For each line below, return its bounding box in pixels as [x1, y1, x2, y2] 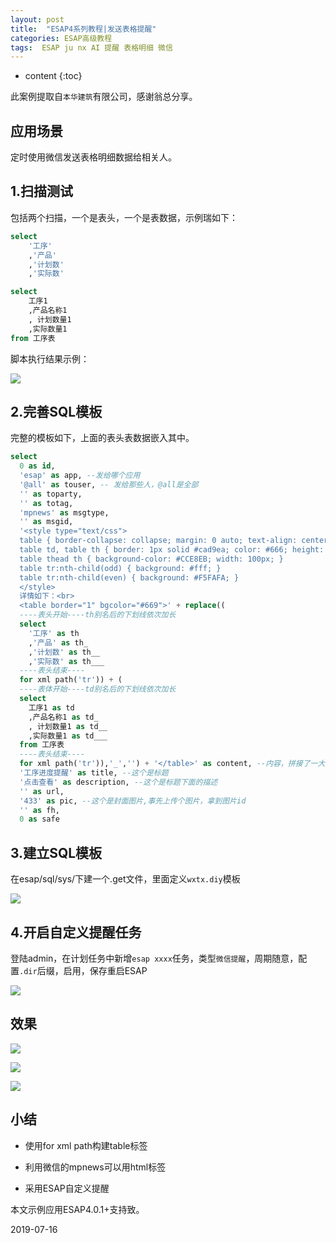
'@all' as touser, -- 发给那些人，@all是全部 [19, 479, 199, 490]
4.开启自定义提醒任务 [10, 924, 142, 941]
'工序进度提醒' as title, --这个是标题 [19, 768, 169, 778]
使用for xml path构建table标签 [24, 1139, 148, 1151]
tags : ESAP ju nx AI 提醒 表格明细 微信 [10, 42, 173, 53]
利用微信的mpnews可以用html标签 [24, 1161, 167, 1173]
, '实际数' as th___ [28, 656, 105, 666]
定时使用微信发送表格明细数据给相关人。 [10, 151, 177, 163]
